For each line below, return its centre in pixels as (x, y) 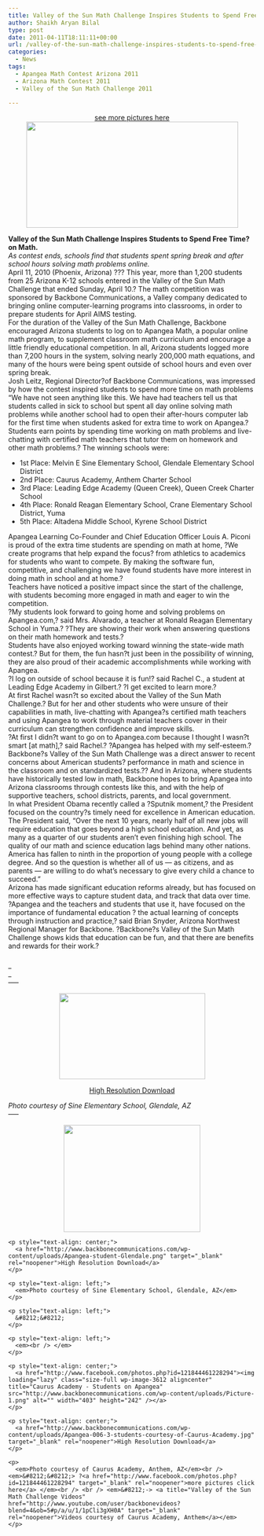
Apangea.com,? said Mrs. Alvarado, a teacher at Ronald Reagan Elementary (130, 620)
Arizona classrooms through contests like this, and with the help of (116, 788)
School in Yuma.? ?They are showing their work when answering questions (129, 629)
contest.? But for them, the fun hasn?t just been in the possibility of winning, (131, 654)
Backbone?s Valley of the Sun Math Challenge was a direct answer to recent (132, 754)
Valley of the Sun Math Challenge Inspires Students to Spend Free (118, 239)
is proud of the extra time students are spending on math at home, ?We (123, 545)
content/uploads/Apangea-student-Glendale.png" (88, 1256)
